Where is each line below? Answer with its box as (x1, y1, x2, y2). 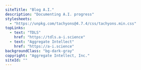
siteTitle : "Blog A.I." (5, 7, 55, 12)
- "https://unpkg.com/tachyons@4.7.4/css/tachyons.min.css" (9, 21, 137, 26)
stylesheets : (5, 16, 32, 21)
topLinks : (5, 26, 26, 31)
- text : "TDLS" (9, 30, 41, 35)
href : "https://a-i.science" (14, 44, 74, 49)
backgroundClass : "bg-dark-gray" (5, 48, 74, 53)
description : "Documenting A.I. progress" (5, 12, 94, 17)
